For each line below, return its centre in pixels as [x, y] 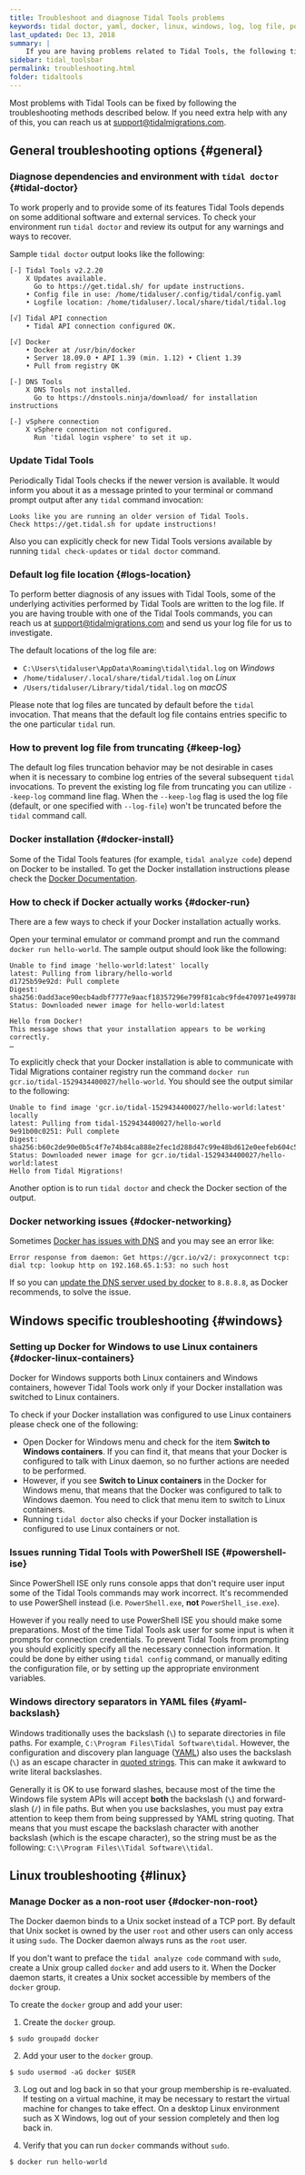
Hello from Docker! [46, 1021]
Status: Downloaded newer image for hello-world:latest [117, 1005]
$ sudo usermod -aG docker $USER [73, 2072]
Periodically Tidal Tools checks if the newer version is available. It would [144, 480]
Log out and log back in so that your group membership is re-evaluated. [157, 2090]
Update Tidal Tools [52, 461]
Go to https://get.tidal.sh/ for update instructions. [139, 287]
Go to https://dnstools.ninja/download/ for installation [145, 398]
